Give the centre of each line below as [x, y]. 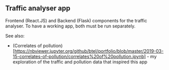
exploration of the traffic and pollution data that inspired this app [80, 62]
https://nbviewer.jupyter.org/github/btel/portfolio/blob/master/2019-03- [89, 51]
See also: [15, 36]
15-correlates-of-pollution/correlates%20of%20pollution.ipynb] [79, 56]
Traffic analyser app [38, 8]
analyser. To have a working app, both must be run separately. [71, 26]
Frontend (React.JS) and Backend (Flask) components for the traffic [76, 20]
